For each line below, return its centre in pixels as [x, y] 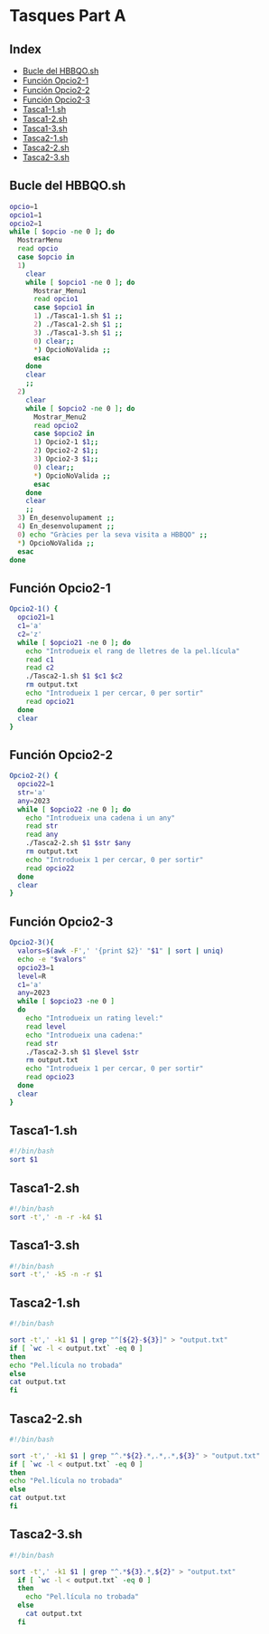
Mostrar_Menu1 [60, 290]
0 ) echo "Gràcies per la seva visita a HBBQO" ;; [112, 535]
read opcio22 [50, 868]
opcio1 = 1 [26, 215]
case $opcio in [46, 257]
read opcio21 [50, 701]
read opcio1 [56, 299]
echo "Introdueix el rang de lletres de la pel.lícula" [133, 651]
